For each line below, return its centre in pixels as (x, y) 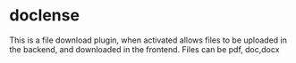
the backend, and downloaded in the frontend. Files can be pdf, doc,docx (144, 49)
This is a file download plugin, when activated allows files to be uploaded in (148, 40)
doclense (45, 16)
